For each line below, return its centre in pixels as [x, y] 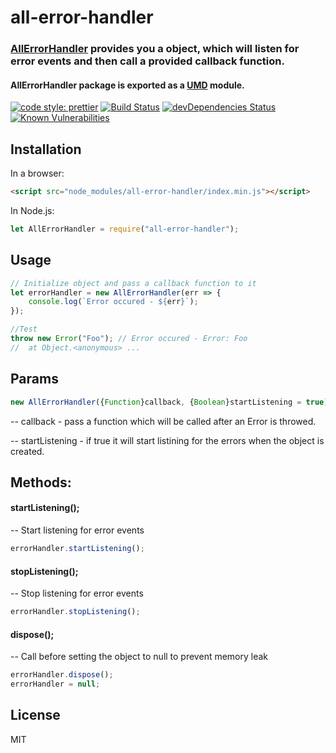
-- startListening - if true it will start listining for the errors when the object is [167, 440]
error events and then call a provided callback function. [147, 61]
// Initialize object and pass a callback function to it [133, 283]
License [35, 715]
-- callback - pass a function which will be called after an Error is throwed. [163, 421]
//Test [24, 329]
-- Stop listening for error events [77, 593]
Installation [46, 149]
